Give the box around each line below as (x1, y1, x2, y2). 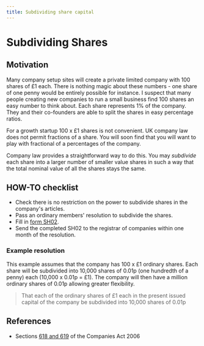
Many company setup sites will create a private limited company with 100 (6, 76, 191, 83)
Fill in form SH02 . (15, 218, 59, 225)
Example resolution (6, 246, 65, 255)
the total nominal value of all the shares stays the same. (6, 165, 147, 172)
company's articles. (15, 205, 65, 212)
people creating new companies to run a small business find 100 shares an (6, 96, 194, 103)
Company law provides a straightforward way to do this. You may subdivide (6, 151, 197, 159)
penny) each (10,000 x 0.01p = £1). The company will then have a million (6, 273, 188, 280)
